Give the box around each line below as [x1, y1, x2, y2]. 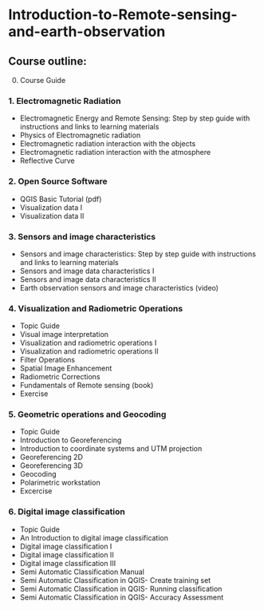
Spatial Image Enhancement [19, 363, 112, 373]
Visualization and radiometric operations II [19, 347, 159, 356]
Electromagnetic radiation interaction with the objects [19, 139, 196, 149]
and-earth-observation [8, 22, 166, 41]
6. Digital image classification [8, 506, 125, 517]
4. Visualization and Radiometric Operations [8, 303, 183, 314]
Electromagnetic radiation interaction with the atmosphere [19, 148, 211, 157]
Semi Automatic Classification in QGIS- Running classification [19, 584, 223, 593]
